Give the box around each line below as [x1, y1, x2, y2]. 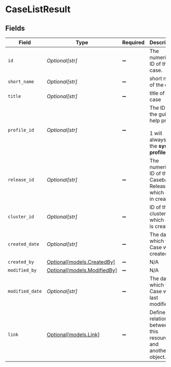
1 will [149, 130, 162, 137]
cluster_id [8, 214, 34, 220]
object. [149, 353, 166, 360]
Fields [5, 24, 25, 33]
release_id [8, 177, 34, 182]
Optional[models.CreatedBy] [46, 258, 116, 266]
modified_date [8, 289, 42, 294]
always [149, 136, 166, 143]
